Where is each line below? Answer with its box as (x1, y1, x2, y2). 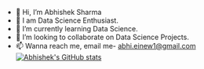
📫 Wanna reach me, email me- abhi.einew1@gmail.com (15, 42, 196, 50)
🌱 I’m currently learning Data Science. (15, 24, 139, 33)
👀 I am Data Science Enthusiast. (15, 16, 119, 25)
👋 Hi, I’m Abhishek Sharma (15, 8, 102, 16)
